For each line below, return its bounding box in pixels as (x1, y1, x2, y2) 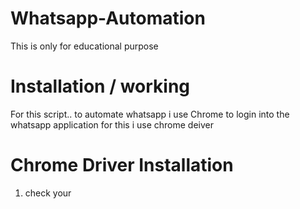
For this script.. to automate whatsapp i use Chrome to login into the (10, 108, 290, 120)
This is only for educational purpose (10, 40, 159, 52)
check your (24, 187, 72, 199)
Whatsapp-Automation (10, 7, 206, 30)
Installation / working (10, 75, 191, 98)
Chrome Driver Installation (10, 154, 234, 177)
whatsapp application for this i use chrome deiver (10, 118, 215, 131)
